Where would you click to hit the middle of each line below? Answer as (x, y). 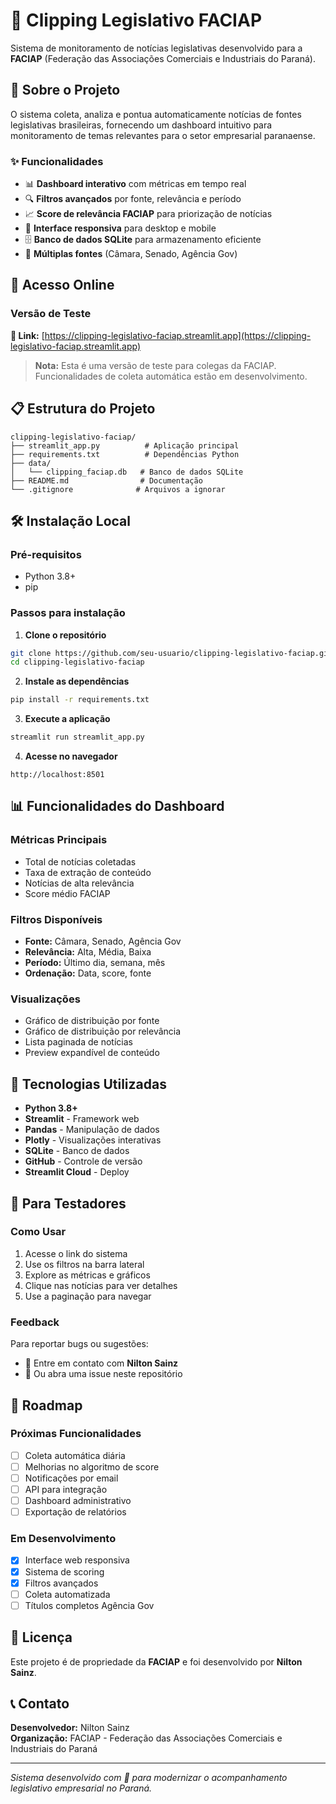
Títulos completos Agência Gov (89, 1605)
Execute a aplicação (67, 719)
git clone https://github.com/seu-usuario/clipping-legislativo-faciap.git (171, 653)
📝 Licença (41, 1637)
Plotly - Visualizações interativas (93, 1140)
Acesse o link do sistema (76, 1253)
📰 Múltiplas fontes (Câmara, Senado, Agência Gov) (131, 254)
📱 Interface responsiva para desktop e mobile (120, 228)
